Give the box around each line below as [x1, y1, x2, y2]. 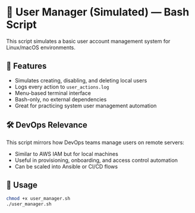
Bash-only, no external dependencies [14, 96, 107, 103]
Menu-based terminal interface [14, 89, 91, 97]
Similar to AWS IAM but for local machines [14, 150, 119, 157]
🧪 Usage [6, 180, 37, 190]
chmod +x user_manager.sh [6, 196, 70, 202]
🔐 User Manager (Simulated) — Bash [6, 5, 190, 19]
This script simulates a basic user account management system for [6, 37, 171, 44]
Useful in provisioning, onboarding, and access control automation [14, 157, 178, 164]
